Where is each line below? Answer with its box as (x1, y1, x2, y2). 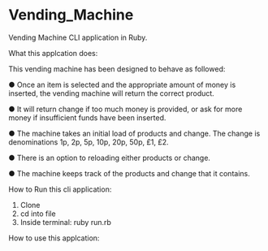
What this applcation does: (8, 48, 98, 58)
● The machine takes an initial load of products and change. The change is (8, 128, 261, 138)
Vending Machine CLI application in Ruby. (8, 32, 148, 42)
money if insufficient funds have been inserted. (8, 112, 166, 123)
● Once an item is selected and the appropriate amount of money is (8, 80, 236, 89)
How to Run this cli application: (8, 184, 112, 194)
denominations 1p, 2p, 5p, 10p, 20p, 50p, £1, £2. (8, 136, 169, 147)
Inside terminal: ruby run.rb (19, 217, 112, 227)
